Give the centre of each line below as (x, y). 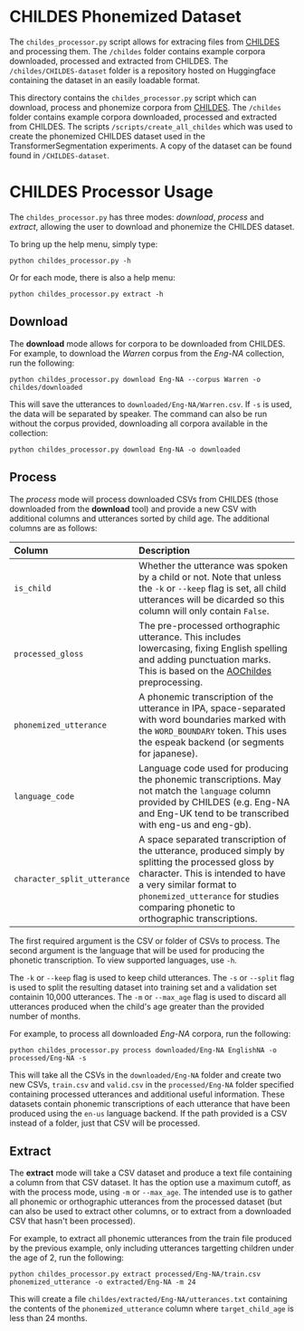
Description (165, 550)
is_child (33, 588)
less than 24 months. (48, 1318)
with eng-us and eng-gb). (195, 824)
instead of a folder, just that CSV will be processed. (105, 1123)
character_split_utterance (72, 879)
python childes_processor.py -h (70, 261)
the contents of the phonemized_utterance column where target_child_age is (152, 1308)
